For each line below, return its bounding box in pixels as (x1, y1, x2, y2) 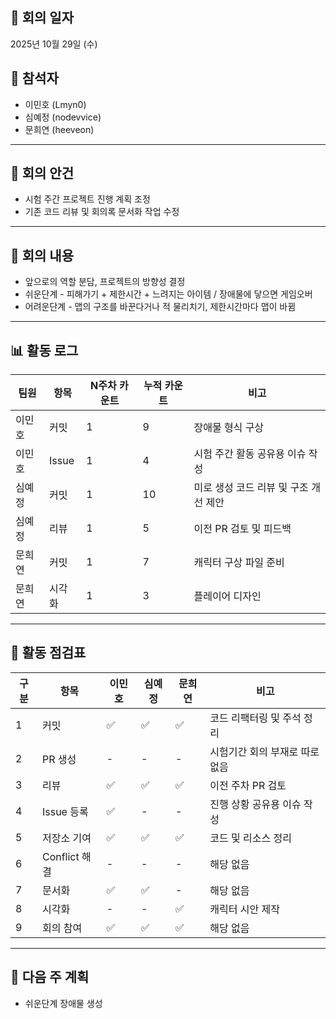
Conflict (41, 849, 80, 863)
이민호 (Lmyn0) (24, 98, 87, 110)
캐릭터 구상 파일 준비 (193, 556, 285, 570)
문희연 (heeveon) (24, 123, 95, 135)
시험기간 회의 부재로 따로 (209, 744, 320, 758)
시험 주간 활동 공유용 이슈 (193, 447, 307, 461)
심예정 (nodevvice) (24, 111, 102, 123)
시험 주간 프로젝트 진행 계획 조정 (24, 193, 151, 205)
